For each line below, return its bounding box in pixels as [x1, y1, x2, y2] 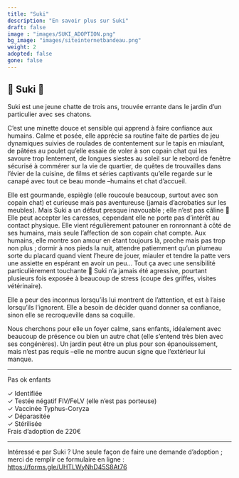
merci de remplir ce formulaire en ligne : [7, 454, 124, 464]
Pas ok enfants [7, 375, 51, 384]
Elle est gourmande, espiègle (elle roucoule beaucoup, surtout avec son [7, 190, 218, 199]
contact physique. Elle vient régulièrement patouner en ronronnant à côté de [7, 220, 231, 229]
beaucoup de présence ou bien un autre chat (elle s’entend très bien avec [7, 332, 224, 340]
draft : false [7, 24, 46, 31]
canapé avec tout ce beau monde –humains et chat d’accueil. [7, 176, 187, 185]
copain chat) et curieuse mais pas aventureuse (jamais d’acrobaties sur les [7, 198, 227, 207]
